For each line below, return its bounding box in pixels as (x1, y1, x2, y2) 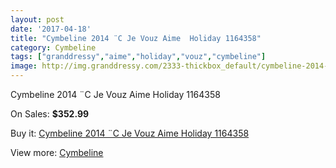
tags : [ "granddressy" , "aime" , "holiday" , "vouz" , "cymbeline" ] (10, 52, 267, 62)
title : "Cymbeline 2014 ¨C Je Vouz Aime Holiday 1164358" (10, 33, 262, 43)
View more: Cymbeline (10, 147, 104, 158)
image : (10, 61, 38, 71)
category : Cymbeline (10, 42, 97, 53)
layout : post (10, 14, 65, 25)
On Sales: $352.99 (10, 108, 90, 120)
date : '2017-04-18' (10, 24, 92, 34)
